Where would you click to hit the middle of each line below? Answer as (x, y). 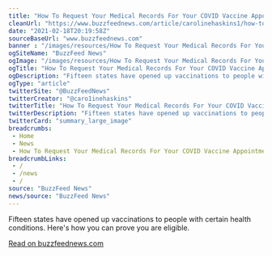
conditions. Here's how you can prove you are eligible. (99, 228)
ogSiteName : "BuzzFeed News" (57, 53)
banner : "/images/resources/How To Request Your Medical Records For (130, 46)
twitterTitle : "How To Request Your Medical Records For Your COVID (126, 106)
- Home (23, 136)
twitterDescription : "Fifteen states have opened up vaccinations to (128, 114)
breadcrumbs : (30, 128)
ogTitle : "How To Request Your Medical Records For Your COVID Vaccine (132, 69)
